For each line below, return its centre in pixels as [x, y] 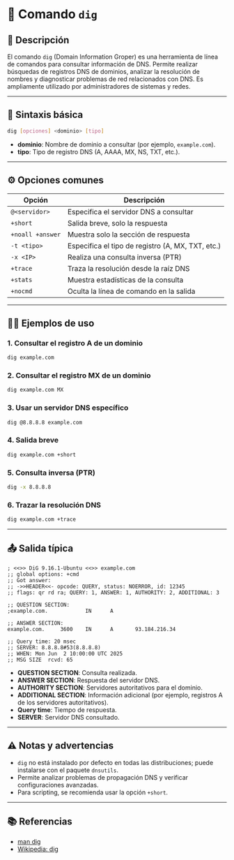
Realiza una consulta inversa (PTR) [125, 257]
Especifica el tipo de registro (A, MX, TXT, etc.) [144, 246]
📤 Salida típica [40, 548]
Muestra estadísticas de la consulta [125, 280]
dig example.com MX [36, 390]
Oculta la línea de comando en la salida [131, 291]
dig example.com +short [42, 454]
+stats [22, 280]
